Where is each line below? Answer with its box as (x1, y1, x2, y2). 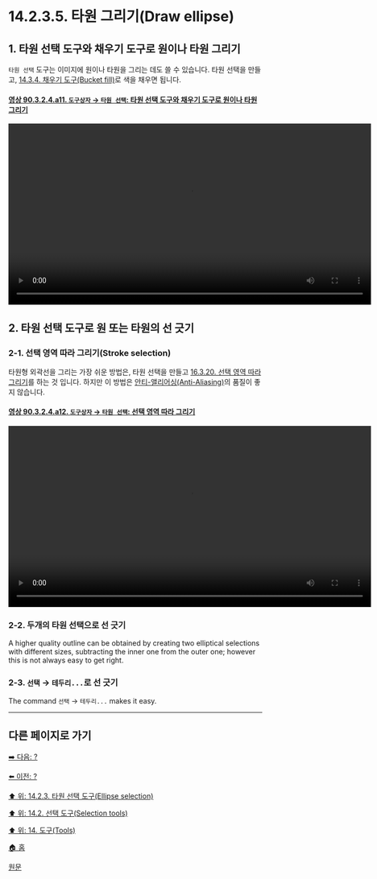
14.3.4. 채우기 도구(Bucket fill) (19, 75, 115, 85)
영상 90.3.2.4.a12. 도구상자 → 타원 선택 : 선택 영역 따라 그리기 (8, 407, 196, 417)
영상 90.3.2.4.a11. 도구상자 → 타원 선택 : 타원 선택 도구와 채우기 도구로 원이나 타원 (8, 94, 258, 105)
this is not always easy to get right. (8, 655, 124, 665)
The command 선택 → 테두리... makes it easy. (8, 695, 157, 705)
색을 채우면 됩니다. (122, 75, 181, 85)
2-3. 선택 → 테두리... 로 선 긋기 (8, 677, 118, 688)
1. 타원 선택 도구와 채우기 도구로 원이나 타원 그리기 (8, 42, 241, 56)
